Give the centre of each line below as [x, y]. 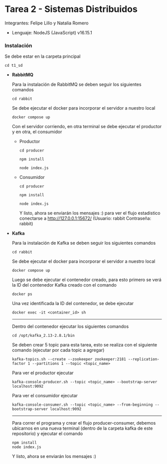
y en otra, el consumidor [37, 132]
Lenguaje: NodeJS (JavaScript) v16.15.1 [52, 32]
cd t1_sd [14, 66]
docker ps [22, 294]
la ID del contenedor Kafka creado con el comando [64, 285]
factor [19, 364]
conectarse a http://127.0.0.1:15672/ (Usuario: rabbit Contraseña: [85, 218]
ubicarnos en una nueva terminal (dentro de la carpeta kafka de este [82, 428]
